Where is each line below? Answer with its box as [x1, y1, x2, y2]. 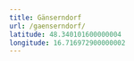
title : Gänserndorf [9, 13, 82, 22]
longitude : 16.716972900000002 [9, 38, 126, 48]
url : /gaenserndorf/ [9, 22, 87, 30]
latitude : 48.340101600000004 [9, 30, 122, 39]
